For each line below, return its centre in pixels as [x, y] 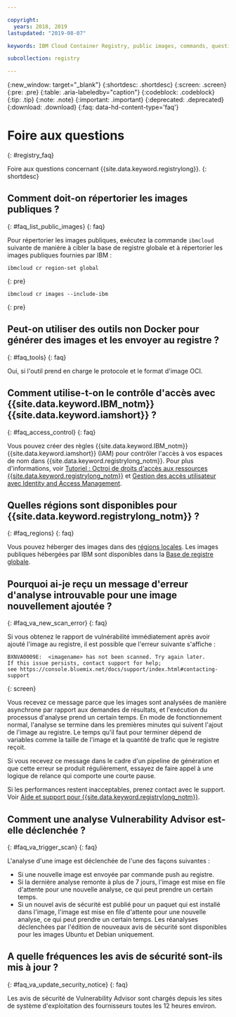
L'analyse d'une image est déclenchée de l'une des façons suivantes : [109, 861]
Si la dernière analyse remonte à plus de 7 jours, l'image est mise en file [122, 882]
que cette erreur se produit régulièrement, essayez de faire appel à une [111, 768]
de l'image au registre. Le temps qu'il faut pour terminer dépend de [104, 732]
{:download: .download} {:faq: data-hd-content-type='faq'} [93, 107]
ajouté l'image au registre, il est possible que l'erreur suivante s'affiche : [111, 644]
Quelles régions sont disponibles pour [92, 505]
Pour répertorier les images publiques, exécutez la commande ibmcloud [111, 240]
